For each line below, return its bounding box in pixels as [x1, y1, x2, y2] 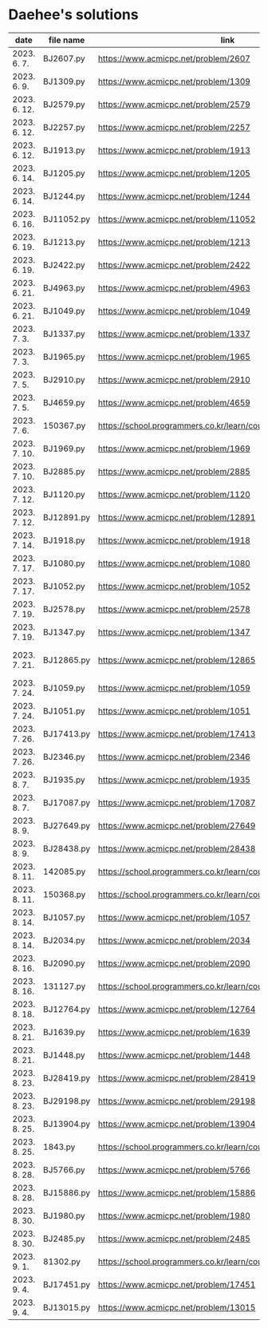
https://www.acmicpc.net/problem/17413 [98, 728, 256, 739]
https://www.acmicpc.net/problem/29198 [98, 1095, 256, 1106]
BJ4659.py [42, 397, 85, 408]
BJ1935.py [42, 774, 85, 785]
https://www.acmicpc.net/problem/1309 [98, 76, 251, 87]
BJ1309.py [42, 76, 85, 87]
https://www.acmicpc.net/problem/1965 [98, 351, 251, 362]
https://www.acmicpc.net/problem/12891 [98, 512, 256, 523]
